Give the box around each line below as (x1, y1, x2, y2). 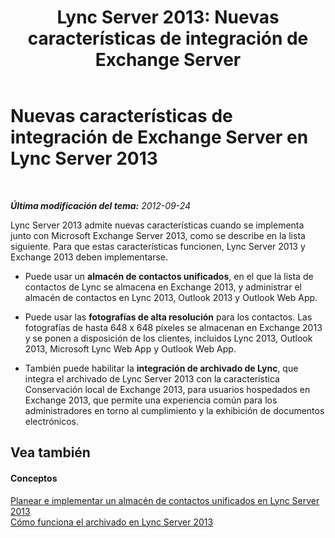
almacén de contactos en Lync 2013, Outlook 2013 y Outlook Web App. (24, 291, 318, 303)
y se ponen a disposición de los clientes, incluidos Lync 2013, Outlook (24, 332, 313, 344)
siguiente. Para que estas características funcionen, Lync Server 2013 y (10, 240, 306, 252)
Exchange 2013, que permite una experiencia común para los (24, 394, 278, 406)
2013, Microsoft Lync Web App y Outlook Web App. (24, 342, 237, 355)
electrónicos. (24, 415, 79, 427)
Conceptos (10, 472, 58, 484)
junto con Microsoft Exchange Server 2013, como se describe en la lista (10, 229, 306, 241)
